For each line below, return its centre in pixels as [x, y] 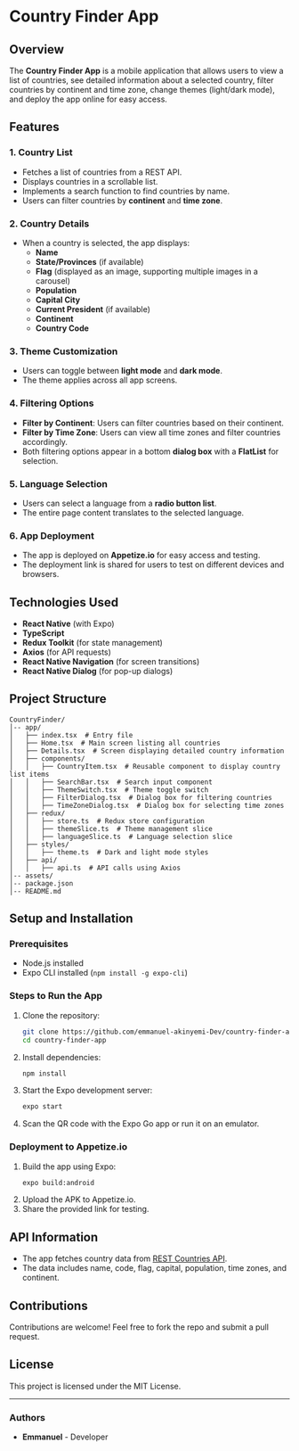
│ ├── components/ [48, 758]
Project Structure [58, 699]
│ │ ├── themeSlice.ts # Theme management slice [111, 829]
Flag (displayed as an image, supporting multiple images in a [146, 271]
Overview [37, 49]
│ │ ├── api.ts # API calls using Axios [95, 868]
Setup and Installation [71, 919]
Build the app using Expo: [69, 1167]
